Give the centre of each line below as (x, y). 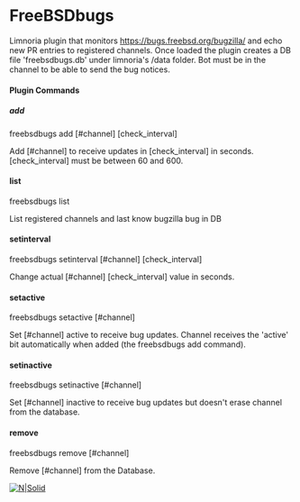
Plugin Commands (45, 90)
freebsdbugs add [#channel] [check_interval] (93, 133)
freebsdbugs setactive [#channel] (72, 317)
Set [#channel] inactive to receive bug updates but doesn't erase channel (145, 403)
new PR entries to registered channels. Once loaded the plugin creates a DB (150, 50)
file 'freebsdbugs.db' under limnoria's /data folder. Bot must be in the (138, 59)
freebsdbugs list (40, 201)
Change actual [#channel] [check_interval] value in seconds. (122, 277)
